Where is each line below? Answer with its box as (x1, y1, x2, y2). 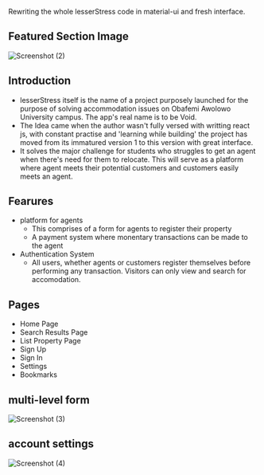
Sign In (19, 353, 43, 363)
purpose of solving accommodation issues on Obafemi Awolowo (19, 104, 231, 113)
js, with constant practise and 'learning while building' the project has (19, 129, 248, 139)
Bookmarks (19, 370, 58, 379)
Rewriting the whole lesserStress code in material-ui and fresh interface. (8, 7, 246, 16)
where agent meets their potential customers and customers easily (19, 163, 239, 172)
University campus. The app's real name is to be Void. (19, 112, 197, 122)
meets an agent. (19, 171, 73, 181)
